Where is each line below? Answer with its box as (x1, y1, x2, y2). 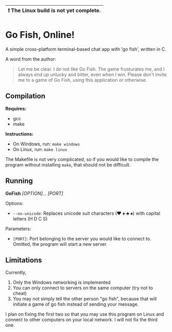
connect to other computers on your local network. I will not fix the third (5, 317, 158, 323)
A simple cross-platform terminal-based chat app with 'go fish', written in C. (5, 46, 166, 52)
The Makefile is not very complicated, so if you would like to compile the (5, 156, 159, 162)
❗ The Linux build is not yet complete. (8, 7, 101, 14)
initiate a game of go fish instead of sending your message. (12, 301, 139, 307)
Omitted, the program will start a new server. (12, 241, 108, 247)
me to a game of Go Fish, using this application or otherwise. (18, 77, 147, 83)
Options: (5, 200, 24, 206)
